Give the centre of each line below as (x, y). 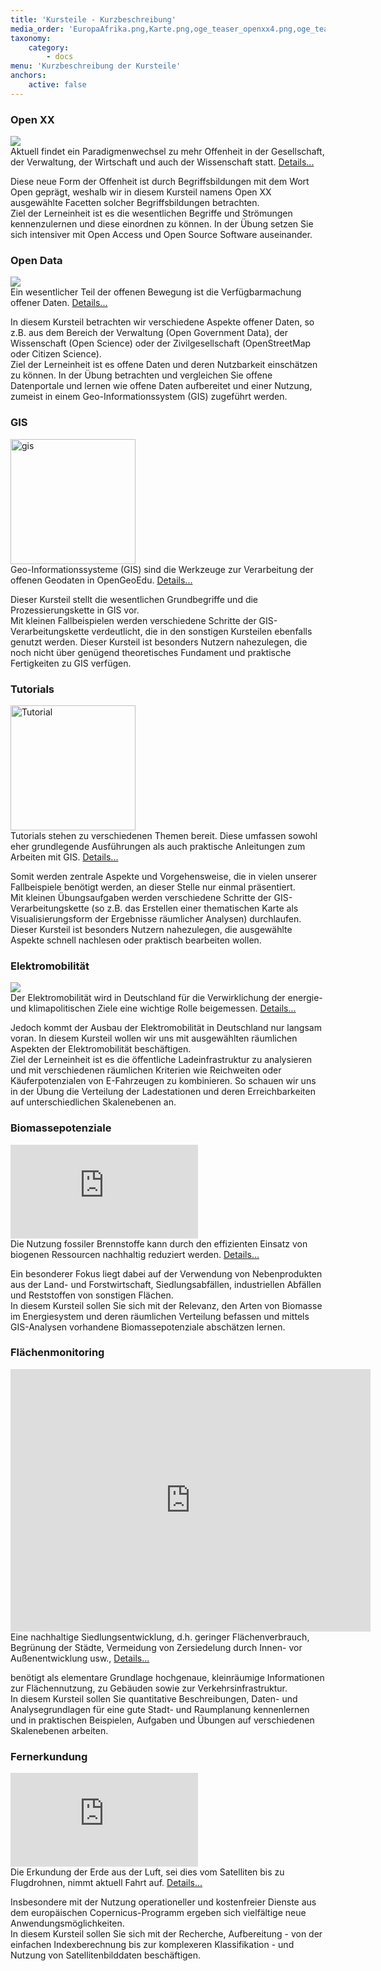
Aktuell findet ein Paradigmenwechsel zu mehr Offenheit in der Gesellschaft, (167, 152)
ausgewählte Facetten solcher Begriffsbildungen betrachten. (135, 203)
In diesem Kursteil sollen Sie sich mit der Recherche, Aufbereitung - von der (166, 1934)
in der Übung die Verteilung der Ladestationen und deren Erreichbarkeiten (163, 1092)
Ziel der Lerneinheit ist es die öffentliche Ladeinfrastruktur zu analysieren (161, 1060)
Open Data (36, 260)
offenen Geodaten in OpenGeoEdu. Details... (101, 580)
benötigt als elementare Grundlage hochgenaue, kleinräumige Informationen (167, 1677)
